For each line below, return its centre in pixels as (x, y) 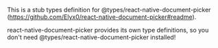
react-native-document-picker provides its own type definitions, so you (108, 30)
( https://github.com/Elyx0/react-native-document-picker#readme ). (102, 17)
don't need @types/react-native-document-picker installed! (92, 37)
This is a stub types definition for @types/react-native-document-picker (109, 10)
